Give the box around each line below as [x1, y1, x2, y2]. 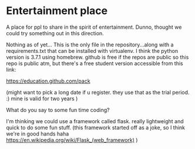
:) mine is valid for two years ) [6, 95, 78, 102]
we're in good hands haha [6, 130, 69, 137]
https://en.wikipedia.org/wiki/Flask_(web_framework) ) [6, 136, 138, 143]
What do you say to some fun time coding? [6, 106, 110, 113]
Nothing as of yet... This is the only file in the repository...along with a [6, 41, 174, 48]
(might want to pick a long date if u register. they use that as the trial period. [6, 89, 190, 96]
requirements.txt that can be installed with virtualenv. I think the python [6, 47, 178, 54]
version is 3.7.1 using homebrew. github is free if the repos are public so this [6, 53, 189, 60]
